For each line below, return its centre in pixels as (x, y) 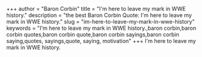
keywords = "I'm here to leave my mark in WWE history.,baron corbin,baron (101, 28)
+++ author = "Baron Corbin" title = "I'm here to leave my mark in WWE (96, 9)
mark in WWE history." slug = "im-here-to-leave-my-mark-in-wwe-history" (101, 22)
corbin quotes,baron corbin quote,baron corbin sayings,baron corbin (93, 35)
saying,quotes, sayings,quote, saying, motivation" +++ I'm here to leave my (101, 41)
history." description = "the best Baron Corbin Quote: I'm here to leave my (99, 15)
